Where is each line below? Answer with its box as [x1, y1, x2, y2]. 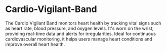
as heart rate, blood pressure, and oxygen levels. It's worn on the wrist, [5, 25, 154, 31]
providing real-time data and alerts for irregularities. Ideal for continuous [5, 30, 156, 36]
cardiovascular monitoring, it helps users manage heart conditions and [5, 36, 153, 42]
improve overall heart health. [5, 41, 65, 47]
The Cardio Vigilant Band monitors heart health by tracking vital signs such [5, 20, 161, 26]
